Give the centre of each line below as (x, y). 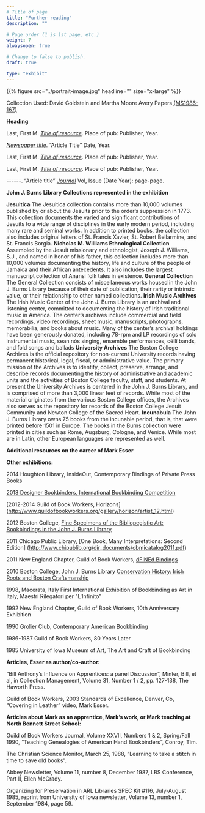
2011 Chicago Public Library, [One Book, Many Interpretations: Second (95, 541)
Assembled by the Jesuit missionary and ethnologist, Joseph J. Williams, (98, 250)
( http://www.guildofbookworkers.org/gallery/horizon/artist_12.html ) (90, 511)
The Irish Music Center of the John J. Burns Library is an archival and (94, 302)
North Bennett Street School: (44, 724)
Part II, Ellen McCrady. (34, 779)
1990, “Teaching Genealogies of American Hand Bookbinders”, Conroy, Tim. (102, 742)
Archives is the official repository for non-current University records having (101, 354)
